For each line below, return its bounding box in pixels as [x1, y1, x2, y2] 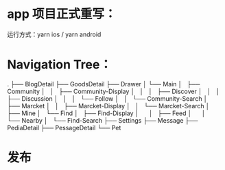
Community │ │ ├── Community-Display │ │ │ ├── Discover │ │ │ [7, 87, 220, 95]
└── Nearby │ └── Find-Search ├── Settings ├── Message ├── [7, 116, 198, 124]
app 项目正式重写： [7, 6, 117, 22]
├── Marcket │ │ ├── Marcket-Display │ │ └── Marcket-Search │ [7, 101, 211, 110]
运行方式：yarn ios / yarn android [7, 30, 102, 38]
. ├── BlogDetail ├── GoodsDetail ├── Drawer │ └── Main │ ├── [7, 80, 200, 88]
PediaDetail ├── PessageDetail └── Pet [7, 123, 121, 132]
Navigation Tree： [7, 57, 112, 73]
